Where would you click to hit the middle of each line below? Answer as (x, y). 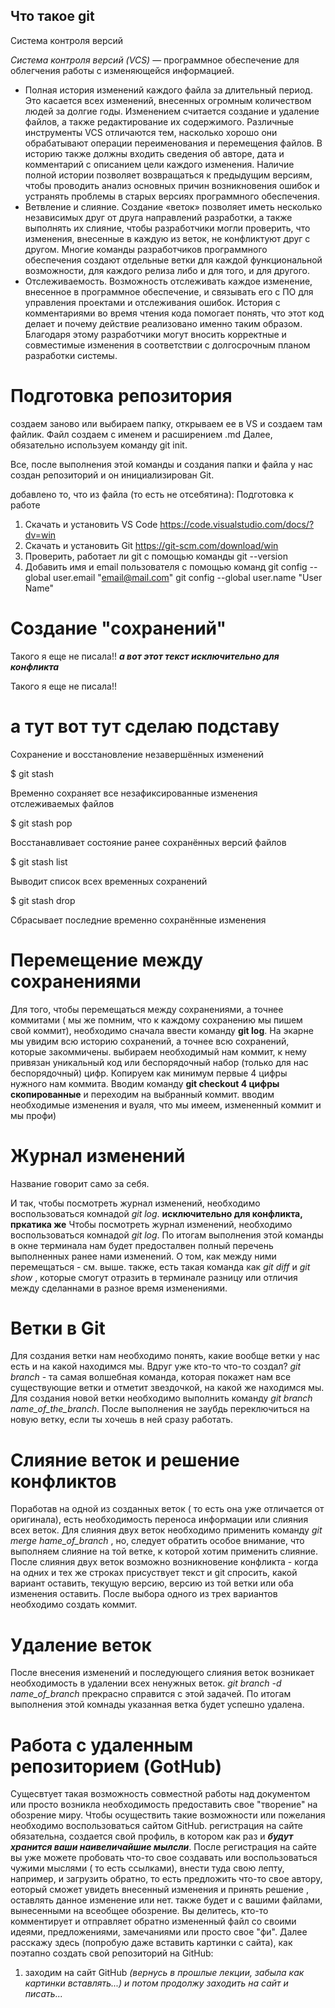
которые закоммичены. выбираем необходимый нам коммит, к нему (158, 1051)
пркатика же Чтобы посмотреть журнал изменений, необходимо (151, 1224)
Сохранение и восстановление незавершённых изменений (137, 754)
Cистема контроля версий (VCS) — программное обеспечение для (155, 60)
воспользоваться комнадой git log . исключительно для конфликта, (156, 1213)
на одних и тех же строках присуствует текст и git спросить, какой (154, 1573)
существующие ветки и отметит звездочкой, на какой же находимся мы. (167, 1388)
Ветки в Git (58, 1328)
